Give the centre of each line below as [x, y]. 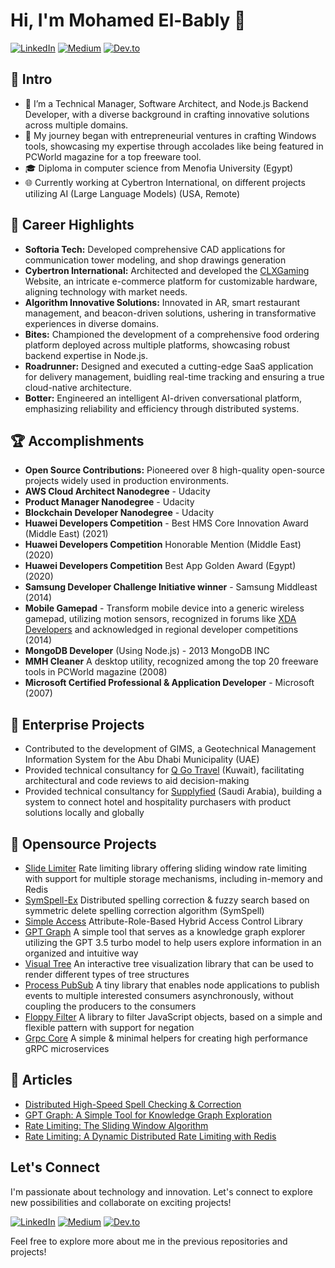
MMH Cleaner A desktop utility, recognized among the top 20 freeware [171, 661]
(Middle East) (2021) [66, 534]
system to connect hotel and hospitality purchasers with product [158, 802]
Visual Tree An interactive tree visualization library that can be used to [169, 963]
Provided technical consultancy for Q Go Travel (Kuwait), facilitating [164, 770]
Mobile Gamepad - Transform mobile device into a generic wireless [164, 608]
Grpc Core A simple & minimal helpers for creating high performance [166, 1038]
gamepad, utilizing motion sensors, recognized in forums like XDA [160, 619]
